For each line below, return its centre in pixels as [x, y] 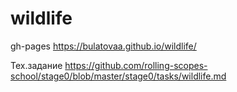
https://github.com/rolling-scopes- [136, 65]
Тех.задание [36, 65]
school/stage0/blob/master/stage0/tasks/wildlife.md [118, 76]
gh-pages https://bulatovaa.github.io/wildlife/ [103, 46]
